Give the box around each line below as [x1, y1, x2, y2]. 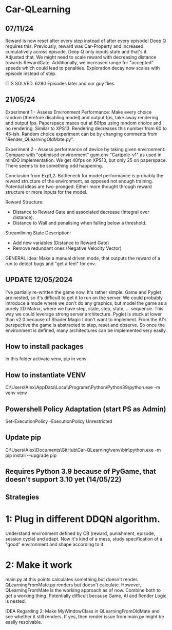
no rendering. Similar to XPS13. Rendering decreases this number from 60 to [5, 125, 167, 132]
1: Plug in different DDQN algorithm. [5, 513, 160, 525]
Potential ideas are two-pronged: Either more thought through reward [5, 183, 152, 190]
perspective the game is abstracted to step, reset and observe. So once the [5, 322, 165, 328]
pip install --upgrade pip [5, 452, 57, 458]
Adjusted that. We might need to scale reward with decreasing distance [5, 54, 157, 60]
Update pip [5, 433, 42, 442]
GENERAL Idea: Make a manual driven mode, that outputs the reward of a [5, 255, 161, 261]
